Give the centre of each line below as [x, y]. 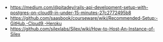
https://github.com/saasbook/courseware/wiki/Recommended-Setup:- [84, 18]
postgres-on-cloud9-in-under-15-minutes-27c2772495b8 [71, 13]
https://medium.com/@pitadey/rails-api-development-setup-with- [79, 7]
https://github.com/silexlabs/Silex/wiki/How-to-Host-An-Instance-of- [82, 29]
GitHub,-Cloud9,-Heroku [36, 23]
